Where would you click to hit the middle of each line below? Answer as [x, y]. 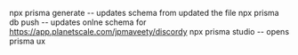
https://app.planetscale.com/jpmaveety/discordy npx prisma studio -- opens [149, 31]
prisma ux [28, 41]
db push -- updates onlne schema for [78, 22]
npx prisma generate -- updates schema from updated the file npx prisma [144, 13]
